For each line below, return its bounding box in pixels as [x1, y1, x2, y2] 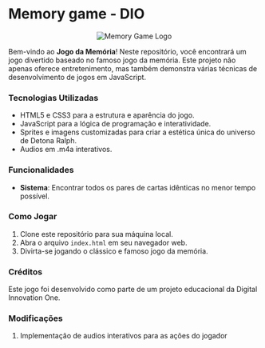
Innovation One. [8, 293, 61, 302]
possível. [19, 191, 50, 201]
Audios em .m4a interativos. [19, 145, 113, 154]
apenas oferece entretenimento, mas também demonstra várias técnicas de [8, 63, 258, 73]
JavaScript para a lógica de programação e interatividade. [19, 119, 212, 129]
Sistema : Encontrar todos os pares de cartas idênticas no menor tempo [19, 182, 256, 192]
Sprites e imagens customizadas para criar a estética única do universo [19, 127, 255, 137]
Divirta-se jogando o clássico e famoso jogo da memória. [19, 246, 209, 256]
